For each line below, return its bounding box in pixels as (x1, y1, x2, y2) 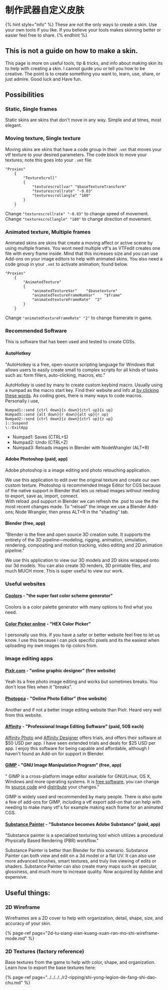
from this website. (5, 712, 43, 718)
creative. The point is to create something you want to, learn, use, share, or (5, 71, 160, 77)
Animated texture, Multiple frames (5, 228, 91, 235)
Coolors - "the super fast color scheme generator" (5, 593, 113, 599)
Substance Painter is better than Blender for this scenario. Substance (5, 847, 148, 854)
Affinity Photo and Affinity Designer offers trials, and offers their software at (5, 735, 162, 741)
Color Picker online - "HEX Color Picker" (5, 621, 91, 627)
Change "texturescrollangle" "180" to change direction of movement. (5, 216, 152, 222)
